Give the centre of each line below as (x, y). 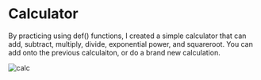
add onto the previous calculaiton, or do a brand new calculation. (114, 52)
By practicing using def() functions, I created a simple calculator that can (127, 36)
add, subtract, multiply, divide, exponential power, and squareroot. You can (131, 44)
